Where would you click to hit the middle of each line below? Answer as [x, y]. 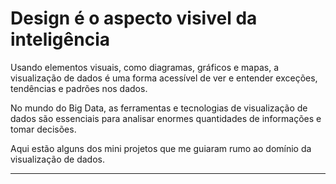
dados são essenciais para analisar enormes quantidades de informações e [166, 118]
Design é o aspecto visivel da [134, 18]
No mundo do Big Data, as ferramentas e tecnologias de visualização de [159, 108]
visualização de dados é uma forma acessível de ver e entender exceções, [164, 78]
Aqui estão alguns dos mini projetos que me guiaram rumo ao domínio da [161, 148]
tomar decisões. [43, 129]
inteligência [60, 39]
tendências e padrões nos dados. [79, 88]
